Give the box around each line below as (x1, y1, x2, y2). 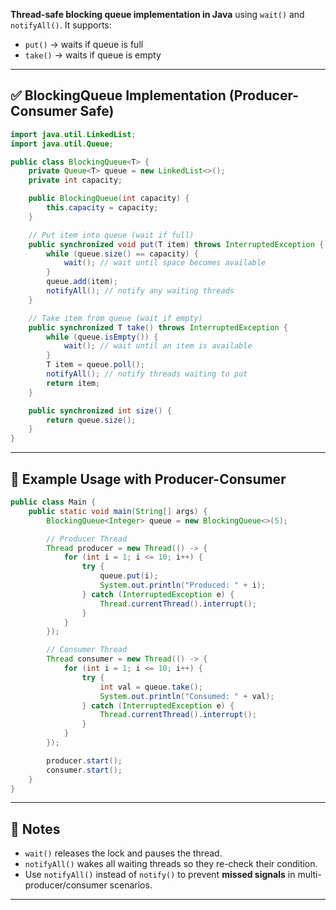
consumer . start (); (46, 765, 123, 775)
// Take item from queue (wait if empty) (28, 313, 203, 323)
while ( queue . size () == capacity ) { (46, 249, 199, 259)
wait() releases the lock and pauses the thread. (24, 847, 223, 859)
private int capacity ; (28, 175, 123, 186)
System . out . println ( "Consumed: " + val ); (99, 691, 275, 701)
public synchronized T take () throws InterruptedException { (28, 322, 288, 333)
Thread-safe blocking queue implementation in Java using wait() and (10, 9, 305, 20)
